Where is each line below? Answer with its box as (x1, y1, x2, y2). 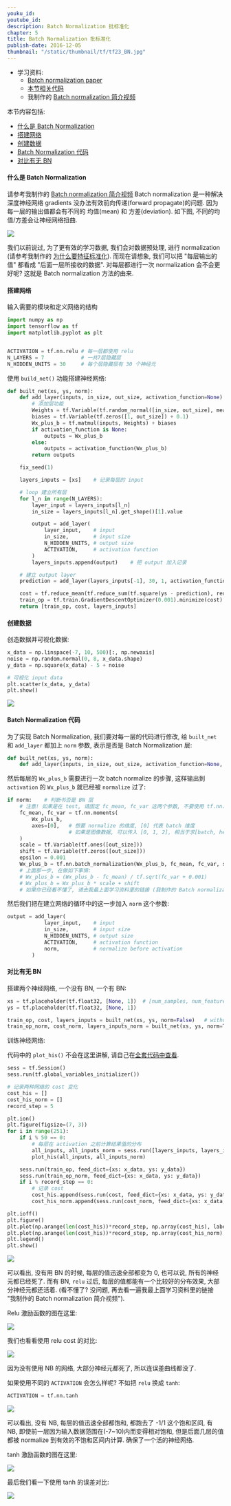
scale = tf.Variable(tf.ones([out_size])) (19, 841, 143, 849)
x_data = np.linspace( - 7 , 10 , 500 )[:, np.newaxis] (7, 649, 155, 656)
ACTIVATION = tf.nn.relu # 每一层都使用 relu (7, 348, 134, 354)
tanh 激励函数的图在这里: (7, 1450, 78, 1459)
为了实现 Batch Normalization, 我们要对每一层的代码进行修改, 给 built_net (7, 732, 217, 741)
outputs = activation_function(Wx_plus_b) (43, 445, 168, 452)
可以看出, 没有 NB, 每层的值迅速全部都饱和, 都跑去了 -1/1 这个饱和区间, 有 (7, 1419, 213, 1427)
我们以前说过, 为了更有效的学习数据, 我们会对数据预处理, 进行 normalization (7, 244, 221, 252)
